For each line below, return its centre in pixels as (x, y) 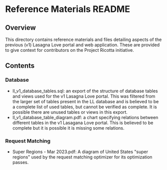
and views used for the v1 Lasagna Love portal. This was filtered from (84, 96)
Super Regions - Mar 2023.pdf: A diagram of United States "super (80, 152)
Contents (20, 66)
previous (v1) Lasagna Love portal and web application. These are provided (83, 45)
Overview (21, 28)
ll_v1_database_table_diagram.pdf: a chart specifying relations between (85, 117)
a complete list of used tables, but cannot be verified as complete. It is (84, 107)
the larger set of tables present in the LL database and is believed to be (85, 101)
